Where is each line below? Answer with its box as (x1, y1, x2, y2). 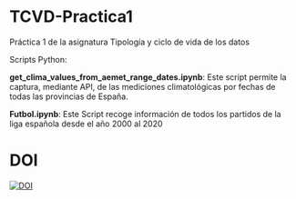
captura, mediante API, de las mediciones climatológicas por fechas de (9, 81, 276, 92)
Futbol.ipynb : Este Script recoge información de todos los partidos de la (9, 108, 281, 119)
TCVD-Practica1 (9, 6, 134, 27)
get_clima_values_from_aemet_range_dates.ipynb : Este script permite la (9, 71, 287, 83)
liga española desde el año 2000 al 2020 (9, 118, 163, 129)
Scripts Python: (9, 54, 67, 65)
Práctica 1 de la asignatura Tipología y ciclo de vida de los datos (9, 36, 250, 47)
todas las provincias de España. (9, 91, 129, 102)
